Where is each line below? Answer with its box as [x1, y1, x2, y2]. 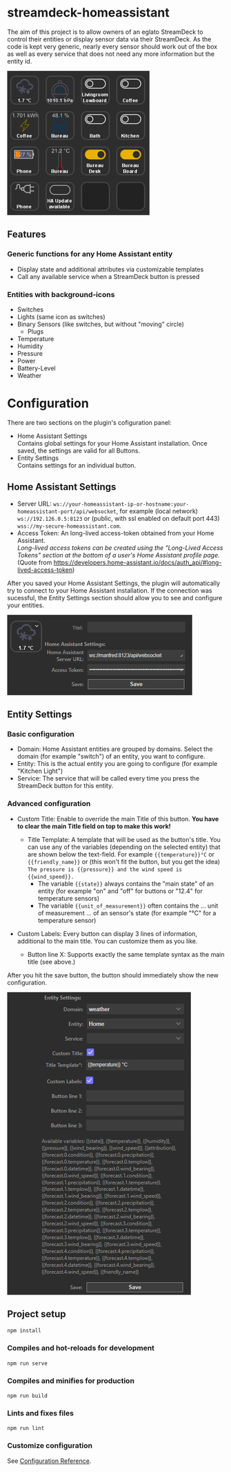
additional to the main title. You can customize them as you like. [17, 937, 198, 945]
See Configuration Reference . [7, 1456, 92, 1465]
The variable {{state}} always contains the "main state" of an [37, 879, 214, 888]
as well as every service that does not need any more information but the [7, 50, 215, 58]
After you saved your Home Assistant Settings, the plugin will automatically [7, 579, 221, 587]
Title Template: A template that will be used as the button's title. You [27, 835, 221, 843]
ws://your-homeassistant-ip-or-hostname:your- [52, 501, 190, 508]
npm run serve [7, 1359, 48, 1367]
